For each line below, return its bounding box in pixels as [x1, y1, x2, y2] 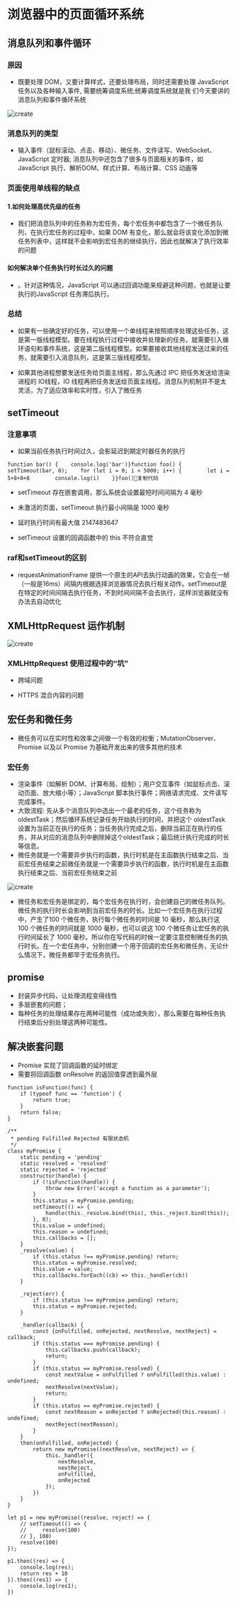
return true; [33, 1096, 72, 1104]
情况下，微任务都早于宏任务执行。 [23, 951, 124, 959]
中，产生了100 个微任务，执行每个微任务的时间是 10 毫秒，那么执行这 [17, 915, 220, 923]
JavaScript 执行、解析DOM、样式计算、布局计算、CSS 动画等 [17, 164, 198, 173]
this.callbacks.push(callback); [45, 1346, 141, 1353]
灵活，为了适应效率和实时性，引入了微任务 [17, 386, 142, 394]
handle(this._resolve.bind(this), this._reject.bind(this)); [45, 1209, 230, 1216]
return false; [20, 1108, 62, 1116]
